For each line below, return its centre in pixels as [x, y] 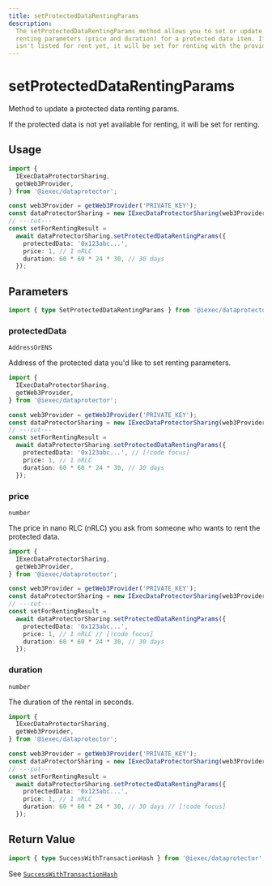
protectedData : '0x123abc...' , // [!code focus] [106, 453]
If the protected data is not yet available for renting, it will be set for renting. [134, 125]
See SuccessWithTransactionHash [63, 874]
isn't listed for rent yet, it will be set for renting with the [128, 46]
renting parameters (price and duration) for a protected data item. [135, 39]
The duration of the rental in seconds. [71, 702]
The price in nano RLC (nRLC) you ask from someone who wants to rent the [134, 527]
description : [30, 24]
